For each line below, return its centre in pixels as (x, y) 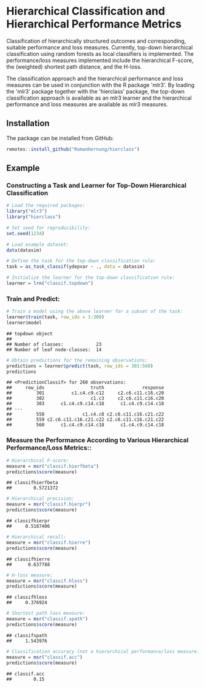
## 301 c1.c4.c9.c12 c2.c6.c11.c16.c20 (85, 393)
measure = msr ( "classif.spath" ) (47, 619)
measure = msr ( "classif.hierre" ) (49, 542)
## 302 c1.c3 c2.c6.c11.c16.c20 (85, 398)
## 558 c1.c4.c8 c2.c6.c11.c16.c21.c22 (85, 414)
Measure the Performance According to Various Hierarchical (97, 440)
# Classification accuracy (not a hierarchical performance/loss (90, 651)
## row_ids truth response (85, 388)
